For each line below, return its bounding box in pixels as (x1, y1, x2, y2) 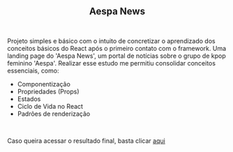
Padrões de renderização (17, 109, 91, 118)
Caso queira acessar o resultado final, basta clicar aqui (7, 137, 165, 145)
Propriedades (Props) (17, 87, 80, 96)
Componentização (17, 80, 71, 89)
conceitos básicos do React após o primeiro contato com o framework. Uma (7, 45, 227, 53)
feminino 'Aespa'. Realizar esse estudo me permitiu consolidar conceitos (7, 59, 216, 68)
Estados (17, 95, 41, 103)
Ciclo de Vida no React (17, 102, 84, 111)
